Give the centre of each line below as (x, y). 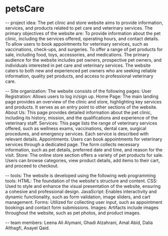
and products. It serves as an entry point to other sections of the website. (81, 107)
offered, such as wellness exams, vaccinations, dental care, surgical (76, 128)
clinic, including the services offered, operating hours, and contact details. (82, 39)
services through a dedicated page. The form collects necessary (72, 144)
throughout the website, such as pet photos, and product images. (73, 213)
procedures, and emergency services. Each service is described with (77, 134)
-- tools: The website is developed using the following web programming (80, 175)
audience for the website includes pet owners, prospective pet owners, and (83, 60)
